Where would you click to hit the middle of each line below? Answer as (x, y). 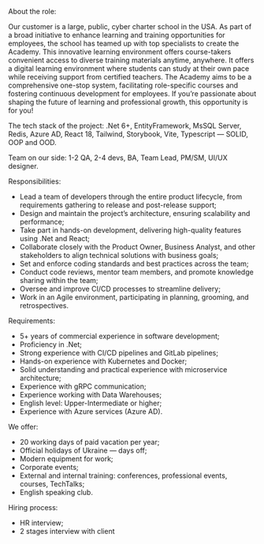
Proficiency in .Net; (51, 345)
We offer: (23, 427)
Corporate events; (49, 467)
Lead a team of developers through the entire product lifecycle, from (131, 197)
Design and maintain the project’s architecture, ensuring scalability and (135, 213)
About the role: (32, 11)
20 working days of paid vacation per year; (89, 442)
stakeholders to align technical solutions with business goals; (119, 255)
